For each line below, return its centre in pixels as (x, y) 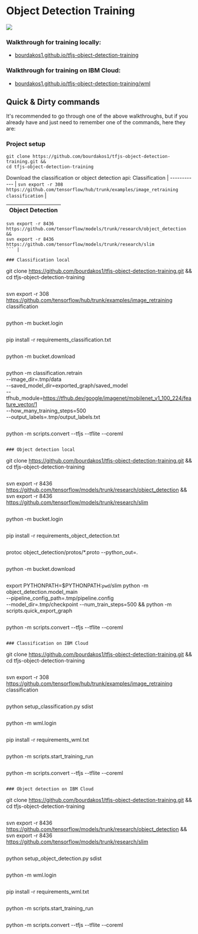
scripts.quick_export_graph (39, 610)
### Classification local (38, 260)
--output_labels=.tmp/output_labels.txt (53, 417)
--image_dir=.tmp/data (34, 379)
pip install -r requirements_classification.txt (59, 340)
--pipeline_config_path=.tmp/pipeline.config (60, 598)
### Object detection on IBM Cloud (50, 789)
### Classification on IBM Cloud (47, 643)
